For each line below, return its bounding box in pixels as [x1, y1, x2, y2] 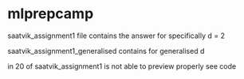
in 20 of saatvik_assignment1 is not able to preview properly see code [7, 61, 237, 71]
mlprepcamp [7, 5, 94, 23]
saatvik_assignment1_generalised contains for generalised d [7, 46, 205, 55]
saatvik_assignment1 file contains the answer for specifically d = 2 [7, 31, 225, 40]
